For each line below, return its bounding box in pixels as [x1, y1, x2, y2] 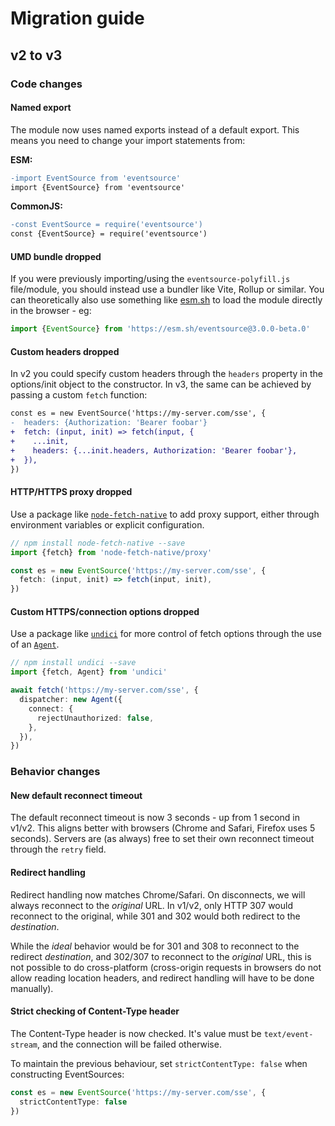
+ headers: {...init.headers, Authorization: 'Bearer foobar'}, [10, 445, 298, 456]
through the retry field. [10, 843, 107, 856]
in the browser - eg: [10, 305, 92, 317]
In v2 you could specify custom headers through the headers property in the [10, 368, 323, 380]
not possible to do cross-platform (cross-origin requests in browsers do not [10, 961, 322, 973]
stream [10, 1040, 38, 1050]
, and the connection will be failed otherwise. [36, 1038, 222, 1050]
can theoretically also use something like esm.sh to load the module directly [10, 294, 323, 306]
